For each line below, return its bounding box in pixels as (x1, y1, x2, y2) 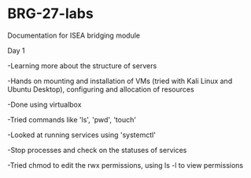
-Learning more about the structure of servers (7, 60, 157, 71)
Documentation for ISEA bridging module (7, 31, 141, 40)
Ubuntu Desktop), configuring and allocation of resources (7, 84, 194, 94)
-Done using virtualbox (7, 100, 82, 109)
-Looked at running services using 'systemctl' (7, 130, 157, 140)
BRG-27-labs (7, 5, 94, 23)
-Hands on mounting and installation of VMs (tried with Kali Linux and (7, 76, 233, 85)
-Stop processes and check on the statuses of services (7, 145, 187, 154)
